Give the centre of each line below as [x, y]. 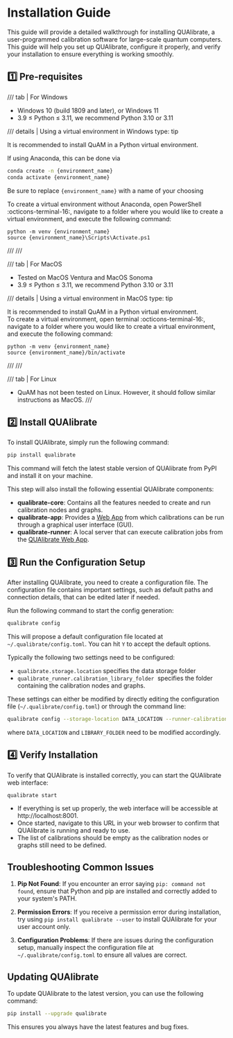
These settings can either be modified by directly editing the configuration [113, 699]
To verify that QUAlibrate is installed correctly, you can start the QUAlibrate [114, 775]
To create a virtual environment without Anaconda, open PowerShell [104, 204]
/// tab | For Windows [37, 97]
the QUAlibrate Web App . [53, 540]
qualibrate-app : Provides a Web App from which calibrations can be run [121, 518]
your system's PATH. [47, 899]
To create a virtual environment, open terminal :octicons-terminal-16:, [106, 319]
